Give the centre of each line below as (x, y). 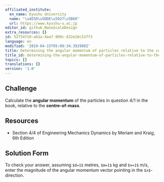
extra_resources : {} (26, 32)
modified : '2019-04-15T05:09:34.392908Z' (48, 46)
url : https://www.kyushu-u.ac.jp (43, 23)
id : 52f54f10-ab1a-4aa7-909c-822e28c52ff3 (49, 37)
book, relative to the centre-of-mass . (43, 105)
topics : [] (16, 60)
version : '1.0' (20, 69)
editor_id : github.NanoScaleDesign (41, 28)
